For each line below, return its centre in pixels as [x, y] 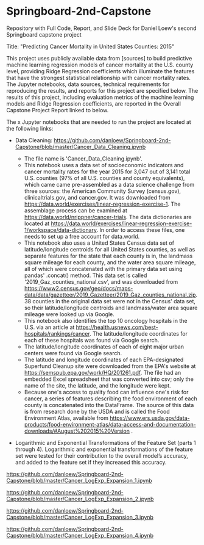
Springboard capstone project [44, 34]
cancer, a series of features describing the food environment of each [111, 399]
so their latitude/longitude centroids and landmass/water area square [111, 308]
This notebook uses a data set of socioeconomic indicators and [104, 165]
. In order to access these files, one [141, 229]
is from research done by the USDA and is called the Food [97, 411]
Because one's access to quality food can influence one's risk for [106, 392]
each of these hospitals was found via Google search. [92, 340]
